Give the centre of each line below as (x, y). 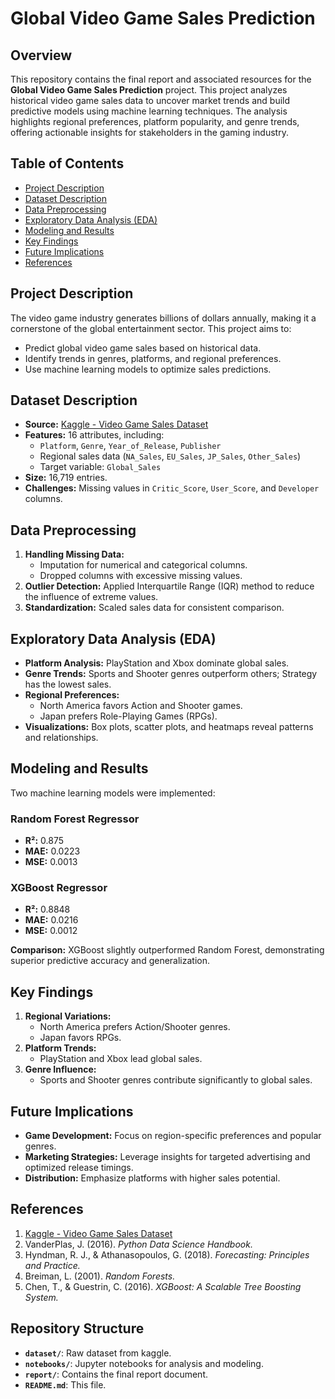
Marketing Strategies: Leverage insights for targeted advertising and (167, 1157)
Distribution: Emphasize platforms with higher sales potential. (152, 1178)
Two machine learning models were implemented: (113, 793)
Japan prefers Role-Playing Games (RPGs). (128, 716)
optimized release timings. (79, 1168)
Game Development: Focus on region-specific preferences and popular (173, 1136)
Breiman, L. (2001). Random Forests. (100, 1276)
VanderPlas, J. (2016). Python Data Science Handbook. (138, 1244)
